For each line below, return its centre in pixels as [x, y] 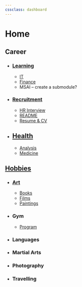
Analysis [28, 148]
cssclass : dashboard [26, 10]
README [28, 115]
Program [28, 227]
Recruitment [27, 99]
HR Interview [32, 110]
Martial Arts [27, 253]
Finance [27, 82]
